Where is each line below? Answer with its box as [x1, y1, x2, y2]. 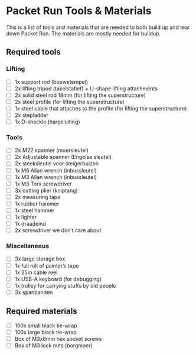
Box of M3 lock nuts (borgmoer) [14, 341, 93, 349]
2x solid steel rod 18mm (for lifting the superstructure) [14, 92, 146, 99]
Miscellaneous [6, 242, 49, 250]
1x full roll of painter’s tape [14, 262, 79, 269]
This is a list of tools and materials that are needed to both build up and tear [6, 24, 190, 31]
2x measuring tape [14, 193, 61, 200]
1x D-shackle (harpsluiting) [14, 118, 80, 125]
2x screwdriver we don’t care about [14, 227, 102, 234]
